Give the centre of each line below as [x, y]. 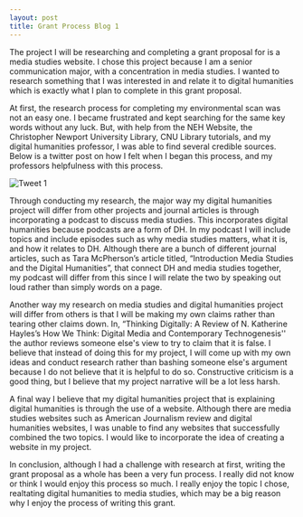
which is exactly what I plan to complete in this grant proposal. [126, 90]
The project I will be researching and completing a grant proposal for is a [145, 52]
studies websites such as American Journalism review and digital [131, 418]
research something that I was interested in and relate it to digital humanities [151, 80]
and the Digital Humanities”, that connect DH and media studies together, [146, 268]
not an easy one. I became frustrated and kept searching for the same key [147, 117]
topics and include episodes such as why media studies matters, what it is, [148, 239]
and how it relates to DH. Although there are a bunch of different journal [143, 249]
